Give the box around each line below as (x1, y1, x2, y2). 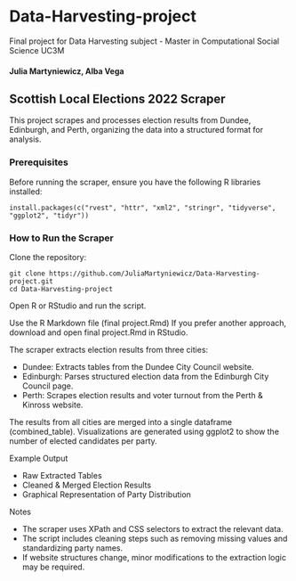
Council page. (21, 381, 74, 391)
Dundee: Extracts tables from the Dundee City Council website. (21, 361, 254, 372)
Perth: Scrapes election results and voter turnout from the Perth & (21, 389, 264, 400)
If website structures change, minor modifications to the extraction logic (21, 552, 287, 562)
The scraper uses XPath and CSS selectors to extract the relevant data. (21, 523, 284, 534)
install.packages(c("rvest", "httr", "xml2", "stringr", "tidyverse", (9, 203, 276, 212)
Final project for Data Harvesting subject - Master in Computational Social (9, 36, 280, 46)
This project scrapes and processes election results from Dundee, (9, 115, 252, 126)
